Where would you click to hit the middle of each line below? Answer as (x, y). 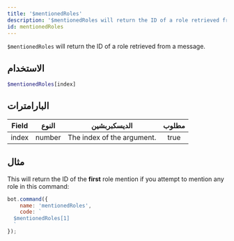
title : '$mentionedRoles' (45, 14)
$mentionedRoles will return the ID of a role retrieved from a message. (106, 47)
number (48, 137)
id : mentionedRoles (36, 26)
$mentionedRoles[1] (42, 219)
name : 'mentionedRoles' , (56, 205)
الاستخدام (26, 68)
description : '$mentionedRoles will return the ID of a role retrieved (113, 20)
